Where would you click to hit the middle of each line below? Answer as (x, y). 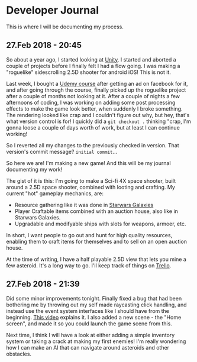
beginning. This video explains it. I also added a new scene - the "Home (94, 317)
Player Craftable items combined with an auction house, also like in (96, 211)
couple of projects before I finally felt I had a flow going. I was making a (93, 66)
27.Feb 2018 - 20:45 (44, 45)
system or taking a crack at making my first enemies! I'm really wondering (96, 341)
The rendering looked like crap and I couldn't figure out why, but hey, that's (98, 115)
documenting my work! (34, 169)
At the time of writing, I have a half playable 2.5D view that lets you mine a (96, 259)
